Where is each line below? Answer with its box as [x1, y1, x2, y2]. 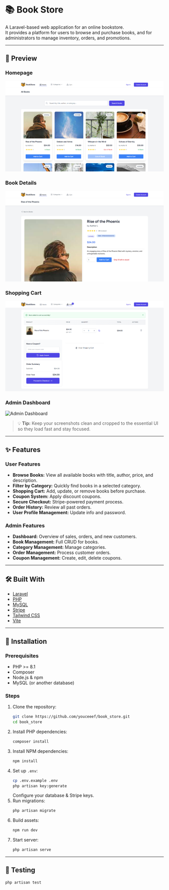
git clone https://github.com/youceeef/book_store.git [12, 714, 130, 719]
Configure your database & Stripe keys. [12, 793, 95, 799]
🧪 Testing [5, 866, 36, 874]
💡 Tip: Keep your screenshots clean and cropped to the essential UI [17, 420, 158, 426]
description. [12, 477, 38, 483]
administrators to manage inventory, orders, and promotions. [5, 35, 131, 41]
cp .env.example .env [12, 778, 58, 783]
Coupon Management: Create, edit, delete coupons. [12, 555, 122, 561]
